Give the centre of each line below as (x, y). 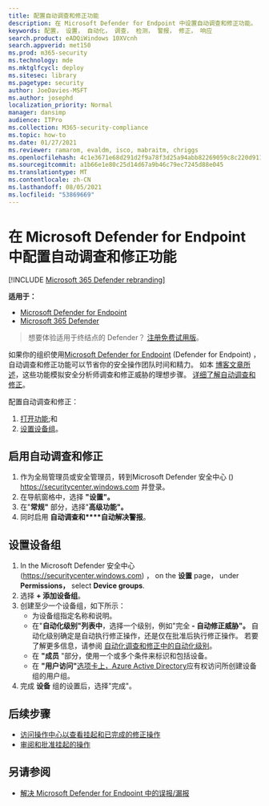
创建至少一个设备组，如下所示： (72, 606)
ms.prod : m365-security (48, 53)
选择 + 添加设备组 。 (52, 596)
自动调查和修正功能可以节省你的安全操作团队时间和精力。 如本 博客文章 (126, 364)
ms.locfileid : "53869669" (51, 194)
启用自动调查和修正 (56, 456)
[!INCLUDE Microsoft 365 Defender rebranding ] (87, 279)
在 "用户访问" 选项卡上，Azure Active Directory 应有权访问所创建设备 (145, 666)
